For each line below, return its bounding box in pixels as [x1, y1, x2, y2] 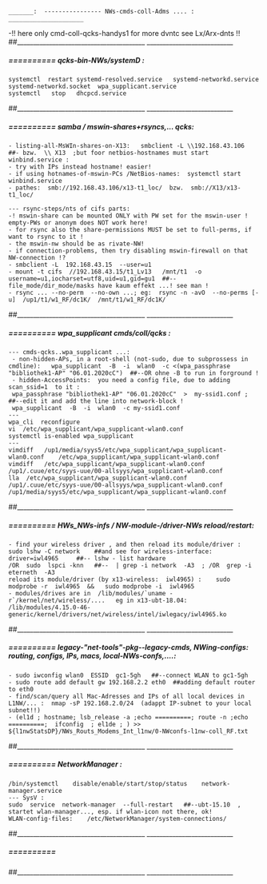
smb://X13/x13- [190, 184, 241, 192]
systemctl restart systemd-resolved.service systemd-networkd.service [8, 75, 260, 83]
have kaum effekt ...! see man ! [97, 281, 209, 289]
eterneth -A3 [8, 568, 56, 576]
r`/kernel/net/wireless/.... [8, 596, 106, 604]
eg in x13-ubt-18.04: [115, 596, 188, 604]
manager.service [8, 786, 62, 794]
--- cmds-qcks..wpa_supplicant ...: [8, 348, 130, 356]
